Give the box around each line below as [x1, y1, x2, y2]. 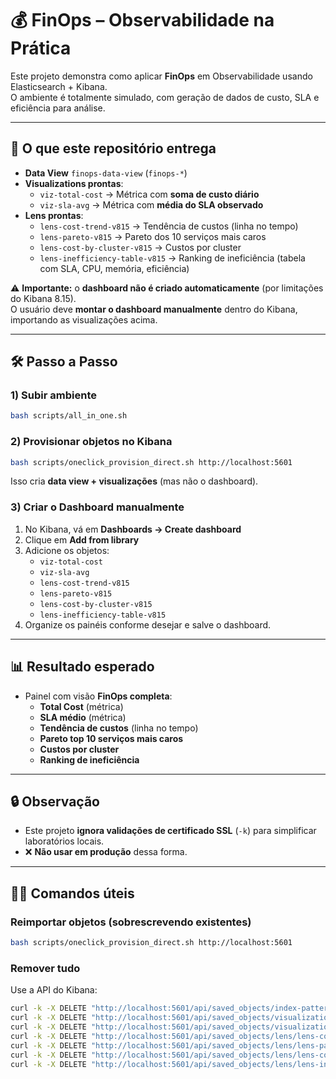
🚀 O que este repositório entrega [10, 140, 217, 157]
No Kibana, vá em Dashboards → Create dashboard [24, 523, 242, 535]
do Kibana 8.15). [10, 292, 77, 304]
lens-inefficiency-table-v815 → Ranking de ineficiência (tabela [39, 252, 306, 264]
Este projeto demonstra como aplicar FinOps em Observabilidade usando [10, 70, 313, 82]
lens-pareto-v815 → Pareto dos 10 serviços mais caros [39, 230, 267, 242]
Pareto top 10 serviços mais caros [39, 732, 184, 744]
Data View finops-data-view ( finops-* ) [24, 167, 188, 179]
